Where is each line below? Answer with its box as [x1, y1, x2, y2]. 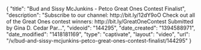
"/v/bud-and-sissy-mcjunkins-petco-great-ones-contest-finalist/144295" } [6, 37, 192, 44]
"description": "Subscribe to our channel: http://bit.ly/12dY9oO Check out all [6, 11, 196, 19]
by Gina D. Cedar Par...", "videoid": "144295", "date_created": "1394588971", [6, 24, 196, 31]
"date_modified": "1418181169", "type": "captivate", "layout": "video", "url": [6, 31, 191, 38]
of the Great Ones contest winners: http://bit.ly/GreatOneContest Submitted [6, 18, 194, 25]
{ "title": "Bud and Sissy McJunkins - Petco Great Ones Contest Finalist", [6, 5, 186, 12]
